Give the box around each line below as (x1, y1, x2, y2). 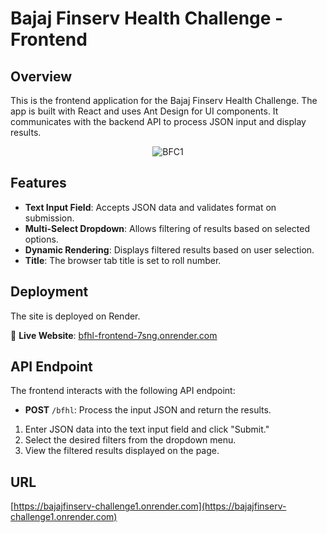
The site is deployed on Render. (10, 310, 141, 322)
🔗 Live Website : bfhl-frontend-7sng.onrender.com (10, 329, 218, 341)
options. (24, 233, 59, 245)
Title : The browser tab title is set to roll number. (24, 254, 222, 266)
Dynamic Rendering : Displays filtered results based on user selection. (24, 243, 315, 256)
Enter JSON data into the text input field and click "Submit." (24, 423, 270, 436)
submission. (24, 212, 75, 224)
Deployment (10, 283, 89, 301)
